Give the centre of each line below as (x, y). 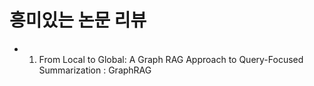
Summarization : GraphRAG (95, 70)
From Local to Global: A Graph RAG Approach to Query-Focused (171, 59)
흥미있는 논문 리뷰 (78, 20)
